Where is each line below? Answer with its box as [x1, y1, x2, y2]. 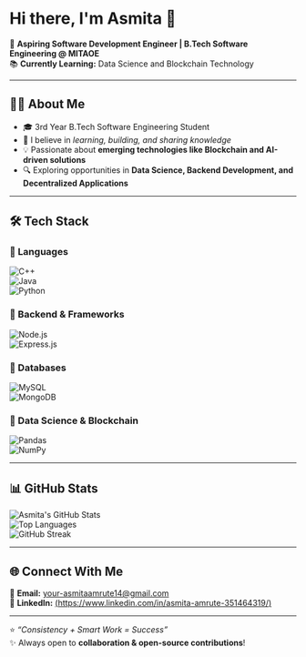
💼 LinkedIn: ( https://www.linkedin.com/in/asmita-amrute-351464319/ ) [9, 597, 272, 608]
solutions [49, 154, 87, 165]
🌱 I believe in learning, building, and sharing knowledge [22, 134, 232, 145]
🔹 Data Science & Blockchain [9, 414, 139, 427]
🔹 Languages [9, 246, 68, 258]
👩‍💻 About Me [9, 96, 86, 112]
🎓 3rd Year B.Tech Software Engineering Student [22, 121, 210, 132]
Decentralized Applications [22, 177, 129, 188]
